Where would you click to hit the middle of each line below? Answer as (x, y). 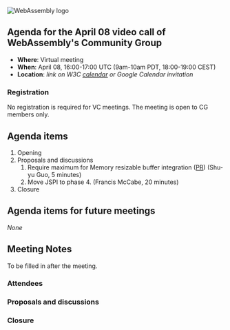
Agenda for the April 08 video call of (87, 32)
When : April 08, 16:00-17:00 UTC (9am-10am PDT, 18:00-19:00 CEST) (116, 67)
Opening (29, 152)
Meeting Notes (40, 249)
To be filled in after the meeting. (52, 266)
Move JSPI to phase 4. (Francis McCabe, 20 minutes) (103, 182)
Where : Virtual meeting (50, 59)
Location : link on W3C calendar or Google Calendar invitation (105, 74)
